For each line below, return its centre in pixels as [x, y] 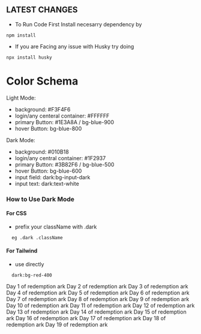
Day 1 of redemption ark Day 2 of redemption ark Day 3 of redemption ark [97, 287]
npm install [21, 35]
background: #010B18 [42, 152]
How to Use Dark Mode [40, 199]
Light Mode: [21, 98]
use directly [29, 264]
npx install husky [29, 57]
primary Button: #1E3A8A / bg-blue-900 [64, 122]
